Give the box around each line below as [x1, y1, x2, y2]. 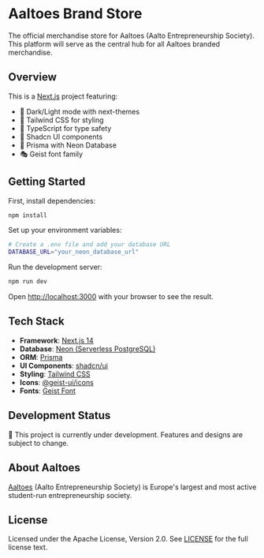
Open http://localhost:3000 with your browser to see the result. [8, 292, 214, 301]
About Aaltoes [8, 461, 81, 474]
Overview [8, 70, 58, 84]
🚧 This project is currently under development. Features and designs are [8, 429, 244, 439]
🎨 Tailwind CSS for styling [19, 115, 104, 125]
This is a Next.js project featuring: [8, 92, 118, 101]
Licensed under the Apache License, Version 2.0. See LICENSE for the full [8, 534, 248, 544]
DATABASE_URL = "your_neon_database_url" [8, 248, 139, 257]
